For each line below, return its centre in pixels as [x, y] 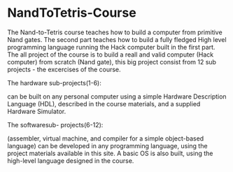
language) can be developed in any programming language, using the [107, 145]
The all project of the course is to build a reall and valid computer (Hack [111, 55]
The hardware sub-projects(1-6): [54, 83]
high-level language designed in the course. [71, 160]
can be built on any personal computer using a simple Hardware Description [117, 96]
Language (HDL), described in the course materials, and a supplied [104, 103]
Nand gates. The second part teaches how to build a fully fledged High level [117, 39]
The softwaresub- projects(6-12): [55, 124]
